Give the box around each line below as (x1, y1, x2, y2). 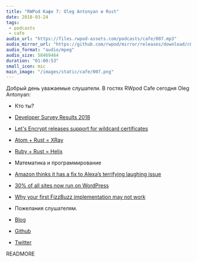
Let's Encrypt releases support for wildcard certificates (14, 125, 148, 132)
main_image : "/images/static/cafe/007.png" (6, 69, 114, 75)
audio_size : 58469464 (6, 52, 59, 58)
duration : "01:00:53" (6, 58, 59, 63)
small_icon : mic (6, 63, 46, 69)
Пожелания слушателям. (14, 205, 77, 212)
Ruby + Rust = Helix (14, 148, 63, 155)
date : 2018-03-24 (6, 14, 49, 20)
